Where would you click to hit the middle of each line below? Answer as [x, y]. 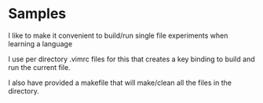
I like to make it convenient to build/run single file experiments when [118, 35]
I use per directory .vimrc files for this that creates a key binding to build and [131, 59]
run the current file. [39, 67]
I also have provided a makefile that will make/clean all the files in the [120, 83]
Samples [37, 14]
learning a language [40, 43]
